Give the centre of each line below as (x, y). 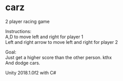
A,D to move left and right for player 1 (44, 37)
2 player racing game (27, 21)
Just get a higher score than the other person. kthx (58, 57)
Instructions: (18, 31)
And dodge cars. (23, 63)
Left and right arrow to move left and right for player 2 (61, 42)
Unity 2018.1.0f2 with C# (31, 72)
